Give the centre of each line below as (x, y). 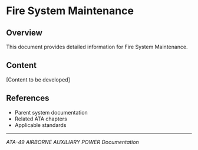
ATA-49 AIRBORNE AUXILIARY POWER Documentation (73, 142)
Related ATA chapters (41, 119)
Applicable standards (40, 125)
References (28, 98)
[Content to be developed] (38, 79)
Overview (24, 33)
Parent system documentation (51, 112)
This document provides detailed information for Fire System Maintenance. (97, 47)
